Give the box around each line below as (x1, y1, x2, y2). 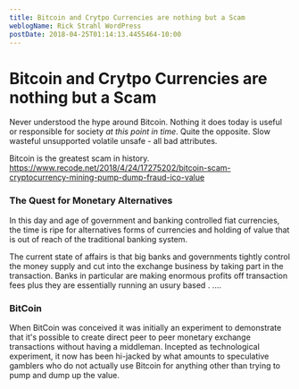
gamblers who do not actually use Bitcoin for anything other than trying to (9, 359, 281, 371)
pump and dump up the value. (9, 369, 120, 380)
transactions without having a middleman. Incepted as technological (9, 341, 261, 351)
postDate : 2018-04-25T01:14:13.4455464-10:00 (9, 30, 181, 38)
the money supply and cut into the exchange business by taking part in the (9, 260, 284, 271)
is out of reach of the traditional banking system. (9, 233, 188, 244)
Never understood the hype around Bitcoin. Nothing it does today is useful (9, 117, 283, 128)
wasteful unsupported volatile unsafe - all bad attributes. (9, 136, 218, 147)
